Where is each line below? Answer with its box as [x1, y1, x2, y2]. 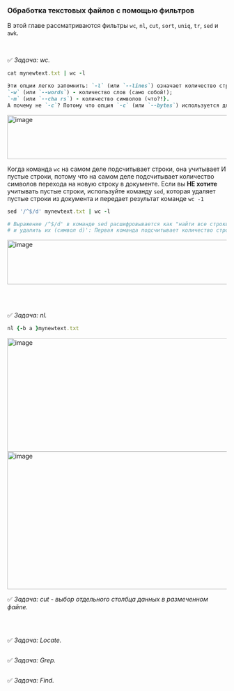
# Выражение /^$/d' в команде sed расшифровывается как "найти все [7, 221, 208, 228]
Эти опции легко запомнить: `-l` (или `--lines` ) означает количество [7, 82, 217, 89]
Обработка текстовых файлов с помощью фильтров [7, 6, 195, 15]
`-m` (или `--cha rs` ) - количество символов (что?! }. [7, 95, 170, 103]
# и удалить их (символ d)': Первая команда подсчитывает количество [7, 227, 214, 234]
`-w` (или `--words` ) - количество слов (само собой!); [7, 89, 173, 96]
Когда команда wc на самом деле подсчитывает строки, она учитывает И [7, 165, 226, 173]
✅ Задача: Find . [7, 676, 54, 685]
